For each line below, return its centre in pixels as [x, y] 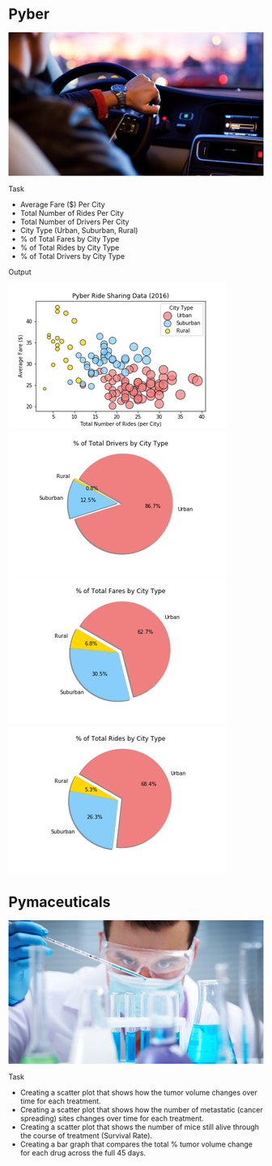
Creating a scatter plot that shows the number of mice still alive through [140, 1127]
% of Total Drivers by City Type [72, 256]
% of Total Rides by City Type [70, 247]
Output [20, 272]
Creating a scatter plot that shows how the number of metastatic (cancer [141, 1109]
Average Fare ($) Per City [62, 204]
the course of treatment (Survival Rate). [86, 1135]
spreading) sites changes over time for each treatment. [112, 1118]
